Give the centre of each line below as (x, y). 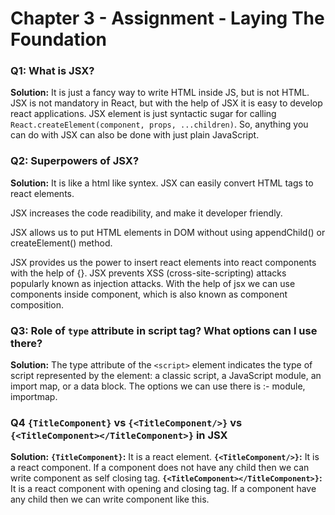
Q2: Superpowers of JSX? (75, 161)
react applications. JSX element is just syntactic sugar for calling (143, 114)
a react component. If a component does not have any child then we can (160, 468)
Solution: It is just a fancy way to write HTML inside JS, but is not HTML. (160, 93)
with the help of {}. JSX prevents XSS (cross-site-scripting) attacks (148, 273)
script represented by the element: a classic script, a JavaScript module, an (166, 376)
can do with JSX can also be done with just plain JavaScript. (135, 135)
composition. (37, 304)
